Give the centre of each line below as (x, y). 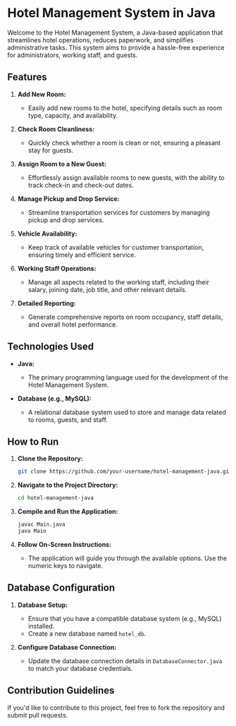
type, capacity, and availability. (73, 115)
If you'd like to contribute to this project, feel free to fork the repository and (116, 708)
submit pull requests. (38, 715)
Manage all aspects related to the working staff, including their (119, 282)
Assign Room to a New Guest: (62, 164)
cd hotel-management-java (55, 498)
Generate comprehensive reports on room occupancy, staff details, (125, 317)
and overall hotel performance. (73, 324)
